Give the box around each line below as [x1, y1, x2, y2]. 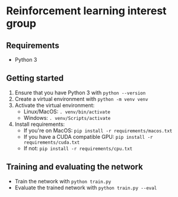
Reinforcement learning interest [6, 4, 167, 18]
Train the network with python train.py [14, 177, 112, 185]
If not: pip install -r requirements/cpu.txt [23, 144, 133, 152]
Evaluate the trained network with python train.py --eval [14, 184, 157, 191]
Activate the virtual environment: [14, 101, 95, 109]
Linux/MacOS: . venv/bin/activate [23, 108, 111, 115]
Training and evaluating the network [6, 162, 144, 172]
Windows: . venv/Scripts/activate [23, 114, 111, 121]
